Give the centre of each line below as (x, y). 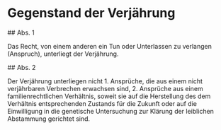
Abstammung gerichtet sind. (49, 119)
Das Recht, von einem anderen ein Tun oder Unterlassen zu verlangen (110, 46)
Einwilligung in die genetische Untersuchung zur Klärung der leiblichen (111, 111)
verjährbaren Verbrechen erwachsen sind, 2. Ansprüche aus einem (105, 88)
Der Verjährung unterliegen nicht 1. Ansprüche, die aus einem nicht (105, 81)
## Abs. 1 (21, 32)
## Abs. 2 (22, 67)
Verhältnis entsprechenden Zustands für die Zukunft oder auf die (102, 103)
